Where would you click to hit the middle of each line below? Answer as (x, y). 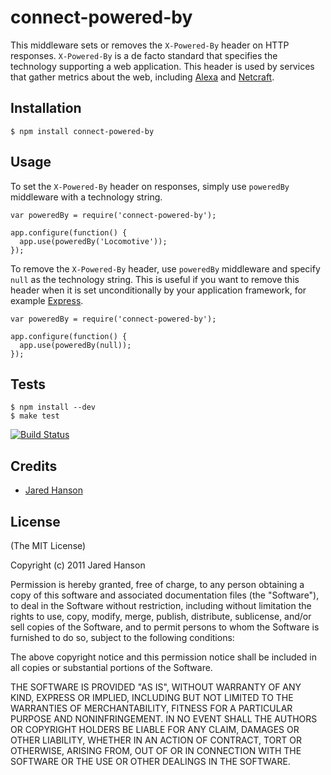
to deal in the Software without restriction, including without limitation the (161, 605)
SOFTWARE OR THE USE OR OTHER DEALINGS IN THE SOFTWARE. (150, 761)
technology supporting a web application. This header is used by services (162, 66)
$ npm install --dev (53, 407)
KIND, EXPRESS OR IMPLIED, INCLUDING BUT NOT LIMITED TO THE (152, 697)
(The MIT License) (48, 545)
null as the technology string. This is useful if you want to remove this (155, 279)
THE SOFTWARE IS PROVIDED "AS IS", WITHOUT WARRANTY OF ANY (156, 687)
